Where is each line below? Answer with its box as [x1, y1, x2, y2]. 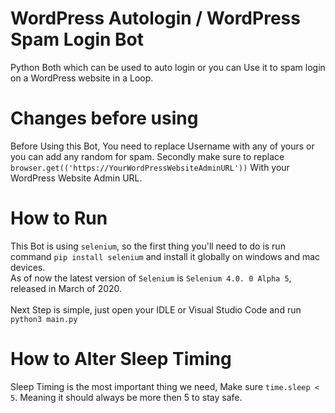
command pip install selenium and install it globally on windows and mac [10, 250, 321, 262]
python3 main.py [10, 314, 78, 324]
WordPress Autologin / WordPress [10, 7, 301, 30]
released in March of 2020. [10, 282, 123, 294]
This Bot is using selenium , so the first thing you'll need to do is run [10, 240, 286, 252]
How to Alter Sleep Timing [10, 348, 232, 370]
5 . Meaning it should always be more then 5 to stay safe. [10, 391, 243, 403]
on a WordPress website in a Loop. [10, 72, 154, 84]
